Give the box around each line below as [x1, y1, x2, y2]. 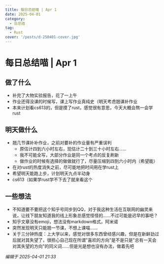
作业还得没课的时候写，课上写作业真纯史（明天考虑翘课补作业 [12, 98, 138, 104]
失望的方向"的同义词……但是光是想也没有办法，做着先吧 [21, 243, 134, 249]
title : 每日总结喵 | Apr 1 [5, 7, 57, 12]
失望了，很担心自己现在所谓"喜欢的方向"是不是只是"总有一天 [29, 237, 153, 243]
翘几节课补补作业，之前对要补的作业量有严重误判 [12, 140, 112, 146]
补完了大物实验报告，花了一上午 [12, 92, 77, 98]
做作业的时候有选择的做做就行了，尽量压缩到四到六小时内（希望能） [19, 158, 158, 164]
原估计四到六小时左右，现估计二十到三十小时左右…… [19, 146, 127, 151]
